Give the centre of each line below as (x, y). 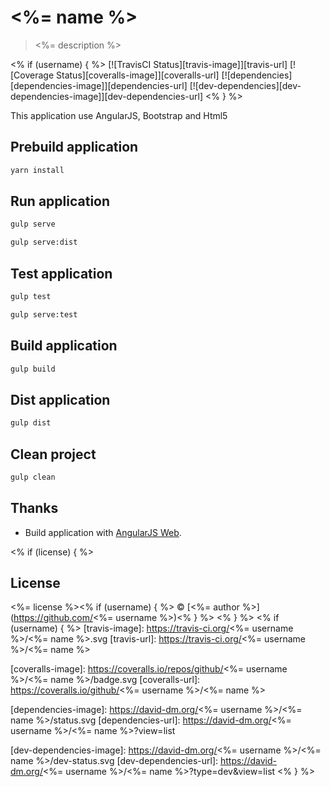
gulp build (33, 369)
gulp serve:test (44, 314)
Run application (60, 201)
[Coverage (32, 75)
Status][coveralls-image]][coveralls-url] (138, 75)
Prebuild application (74, 147)
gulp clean (33, 477)
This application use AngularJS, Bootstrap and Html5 (119, 115)
